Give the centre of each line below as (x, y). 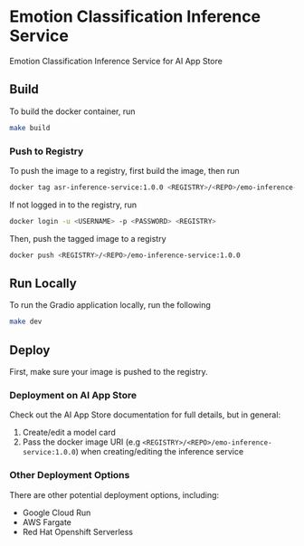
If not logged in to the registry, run (73, 205)
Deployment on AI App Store (73, 395)
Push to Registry (47, 151)
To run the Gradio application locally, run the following (110, 305)
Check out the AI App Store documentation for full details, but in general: (145, 415)
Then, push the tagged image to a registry (88, 238)
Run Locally (43, 283)
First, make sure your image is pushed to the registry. (109, 372)
